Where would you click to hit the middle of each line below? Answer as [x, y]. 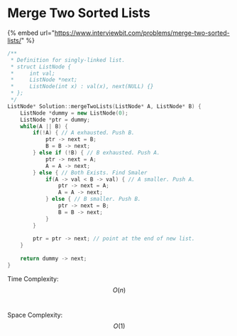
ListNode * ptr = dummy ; [55, 120]
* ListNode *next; [44, 80]
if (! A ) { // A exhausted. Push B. [84, 133]
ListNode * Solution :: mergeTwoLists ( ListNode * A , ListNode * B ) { [104, 106]
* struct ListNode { [41, 67]
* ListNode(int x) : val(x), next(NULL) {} [82, 87]
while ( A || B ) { [44, 126]
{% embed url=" [31, 33]
